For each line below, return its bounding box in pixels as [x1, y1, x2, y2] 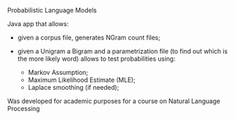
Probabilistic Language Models [7, 6, 97, 14]
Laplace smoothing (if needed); [27, 83, 120, 91]
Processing [7, 104, 40, 112]
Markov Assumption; [27, 68, 89, 76]
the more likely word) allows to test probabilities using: [17, 54, 176, 63]
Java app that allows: [7, 20, 69, 28]
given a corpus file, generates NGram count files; [17, 33, 160, 42]
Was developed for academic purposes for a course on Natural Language [7, 97, 220, 105]
